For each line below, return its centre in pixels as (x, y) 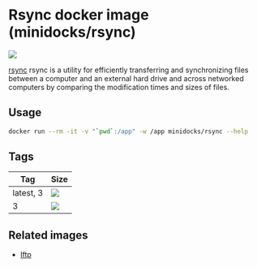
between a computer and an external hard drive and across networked (126, 78)
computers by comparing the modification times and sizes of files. (119, 87)
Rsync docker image (79, 15)
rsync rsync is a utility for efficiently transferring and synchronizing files (128, 70)
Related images (48, 235)
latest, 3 (28, 193)
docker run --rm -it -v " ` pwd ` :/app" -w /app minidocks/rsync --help (128, 131)
